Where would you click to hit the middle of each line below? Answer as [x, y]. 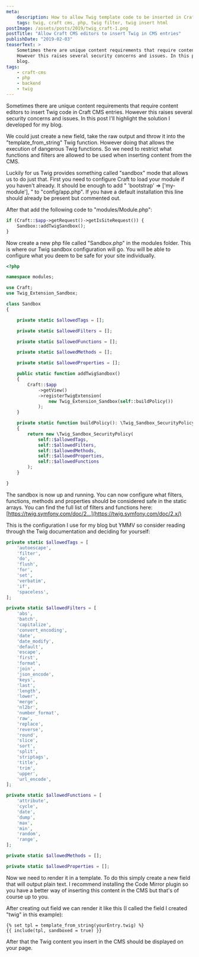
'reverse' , [30, 729]
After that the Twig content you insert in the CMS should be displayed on [95, 942]
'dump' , [26, 817]
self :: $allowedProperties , [71, 456]
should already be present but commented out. [64, 198]
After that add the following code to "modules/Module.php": [79, 209]
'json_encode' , [36, 674]
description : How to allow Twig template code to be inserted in [99, 17]
